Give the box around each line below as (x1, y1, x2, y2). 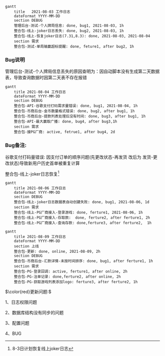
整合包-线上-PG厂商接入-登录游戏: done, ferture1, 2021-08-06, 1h (14, 210, 143, 215)
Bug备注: (5, 142, 27, 149)
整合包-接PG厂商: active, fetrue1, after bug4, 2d (14, 130, 115, 135)
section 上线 (14, 244, 39, 249)
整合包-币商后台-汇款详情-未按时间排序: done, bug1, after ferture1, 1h (14, 259, 153, 264)
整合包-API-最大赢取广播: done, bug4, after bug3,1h (14, 119, 117, 124)
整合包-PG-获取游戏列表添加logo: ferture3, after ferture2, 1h (14, 280, 138, 285)
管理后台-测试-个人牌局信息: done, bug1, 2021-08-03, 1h (14, 23, 124, 28)
